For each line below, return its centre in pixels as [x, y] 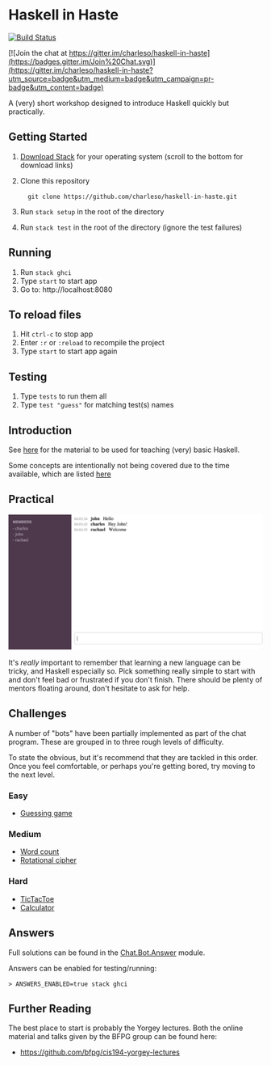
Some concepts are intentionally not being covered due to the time [119, 465]
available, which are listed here [60, 474]
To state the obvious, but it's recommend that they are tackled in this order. [133, 757]
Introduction [40, 430]
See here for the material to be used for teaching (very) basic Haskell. [124, 450]
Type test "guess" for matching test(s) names [97, 405]
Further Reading [50, 1008]
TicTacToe [37, 898]
